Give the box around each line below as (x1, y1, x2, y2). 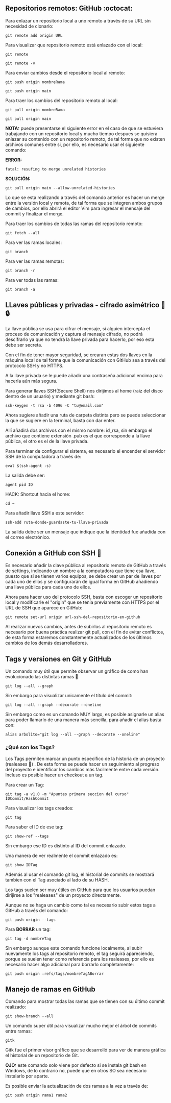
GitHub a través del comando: (5, 907, 68, 913)
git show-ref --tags (5, 834, 50, 839)
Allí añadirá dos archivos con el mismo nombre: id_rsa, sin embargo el (5, 427, 153, 433)
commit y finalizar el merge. (5, 210, 64, 216)
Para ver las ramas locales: (5, 239, 62, 246)
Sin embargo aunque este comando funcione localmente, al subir (5, 945, 143, 951)
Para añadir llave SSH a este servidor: (5, 510, 85, 516)
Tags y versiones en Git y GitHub (5, 654, 111, 663)
